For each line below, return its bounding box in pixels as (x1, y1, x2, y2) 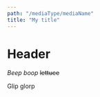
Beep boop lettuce (7, 69, 60, 77)
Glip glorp (7, 82, 36, 90)
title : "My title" (7, 17, 60, 23)
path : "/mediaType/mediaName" (7, 10, 94, 17)
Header (7, 46, 50, 62)
